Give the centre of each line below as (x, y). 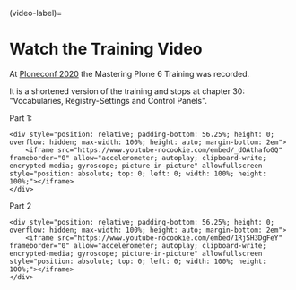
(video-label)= (36, 13)
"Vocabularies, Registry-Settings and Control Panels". (109, 100)
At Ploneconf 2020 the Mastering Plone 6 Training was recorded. (130, 73)
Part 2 (21, 206)
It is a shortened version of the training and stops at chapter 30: (127, 91)
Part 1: (21, 118)
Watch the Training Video (106, 49)
